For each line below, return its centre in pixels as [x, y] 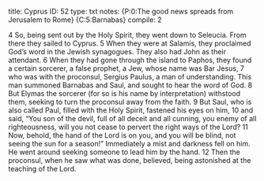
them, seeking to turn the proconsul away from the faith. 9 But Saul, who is [130, 102]
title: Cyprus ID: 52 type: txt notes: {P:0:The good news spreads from [121, 11]
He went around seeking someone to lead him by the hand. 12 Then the [124, 152]
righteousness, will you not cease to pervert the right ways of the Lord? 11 [128, 127]
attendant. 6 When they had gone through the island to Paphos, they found [130, 60]
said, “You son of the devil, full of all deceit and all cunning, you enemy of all [132, 118]
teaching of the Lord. [42, 169]
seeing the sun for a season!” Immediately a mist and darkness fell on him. [129, 144]
